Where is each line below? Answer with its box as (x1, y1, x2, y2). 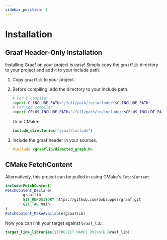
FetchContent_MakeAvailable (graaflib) (5, 211, 85, 216)
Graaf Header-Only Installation (5, 48, 103, 57)
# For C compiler (12, 95, 49, 101)
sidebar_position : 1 (5, 7, 48, 12)
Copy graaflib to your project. (12, 77, 76, 82)
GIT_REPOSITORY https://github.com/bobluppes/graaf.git (23, 197, 141, 202)
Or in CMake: (12, 119, 40, 125)
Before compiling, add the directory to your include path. (12, 86, 129, 92)
